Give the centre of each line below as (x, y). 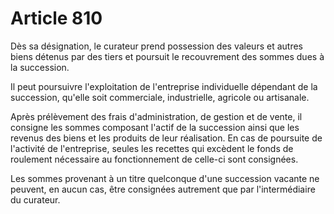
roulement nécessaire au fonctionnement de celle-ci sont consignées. (154, 159)
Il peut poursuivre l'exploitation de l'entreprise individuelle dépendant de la (164, 86)
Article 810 (56, 18)
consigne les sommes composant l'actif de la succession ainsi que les (155, 127)
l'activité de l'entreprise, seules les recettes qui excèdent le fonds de (152, 148)
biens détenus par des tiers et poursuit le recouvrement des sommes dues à (167, 56)
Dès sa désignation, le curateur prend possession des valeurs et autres (156, 46)
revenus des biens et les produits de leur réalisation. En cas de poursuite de (166, 138)
